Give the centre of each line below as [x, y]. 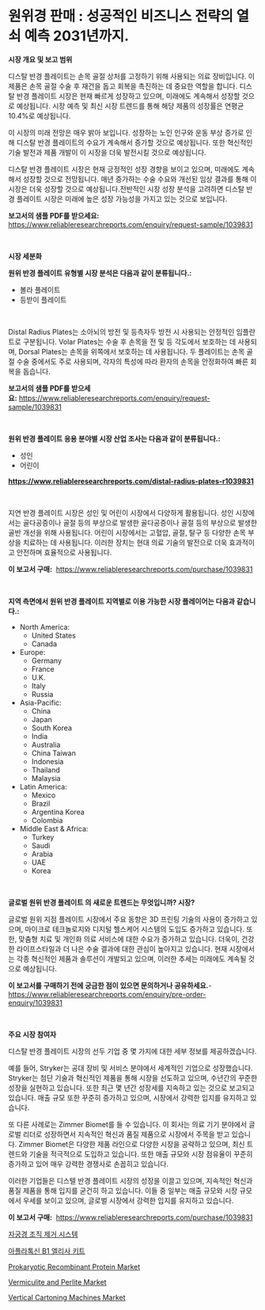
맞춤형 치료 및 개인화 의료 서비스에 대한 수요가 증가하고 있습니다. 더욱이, [129, 939]
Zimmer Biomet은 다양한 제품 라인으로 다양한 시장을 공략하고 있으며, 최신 [132, 1144]
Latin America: [43, 786]
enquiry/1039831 [36, 1002]
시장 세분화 [25, 256]
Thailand [46, 770]
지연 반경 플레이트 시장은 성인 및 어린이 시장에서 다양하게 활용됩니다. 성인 [121, 513]
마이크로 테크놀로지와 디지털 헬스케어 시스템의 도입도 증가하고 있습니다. [135, 929]
